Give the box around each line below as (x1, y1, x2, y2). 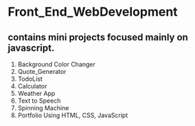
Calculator (17, 82, 47, 90)
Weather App (17, 90, 56, 97)
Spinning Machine (17, 104, 69, 112)
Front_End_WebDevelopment (8, 4, 178, 20)
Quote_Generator (17, 68, 67, 75)
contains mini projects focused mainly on (8, 32, 188, 43)
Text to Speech (17, 97, 61, 105)
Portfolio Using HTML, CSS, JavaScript (17, 111, 128, 119)
